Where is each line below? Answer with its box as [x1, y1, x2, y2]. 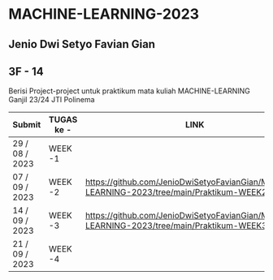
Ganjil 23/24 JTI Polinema [8, 95, 95, 105]
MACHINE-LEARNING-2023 [8, 5, 200, 24]
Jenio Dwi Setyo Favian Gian [8, 37, 156, 51]
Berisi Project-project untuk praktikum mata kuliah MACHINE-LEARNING [8, 86, 250, 96]
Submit [12, 119, 41, 131]
